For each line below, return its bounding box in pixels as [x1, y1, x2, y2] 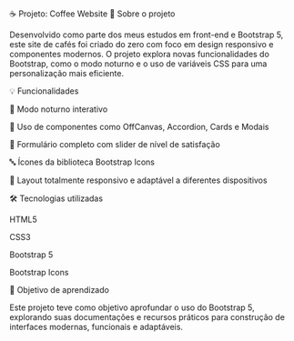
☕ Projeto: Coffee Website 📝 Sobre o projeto [9, 8, 176, 19]
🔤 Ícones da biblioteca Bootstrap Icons [9, 156, 155, 167]
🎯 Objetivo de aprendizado [9, 285, 109, 295]
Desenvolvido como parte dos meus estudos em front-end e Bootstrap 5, [9, 29, 284, 40]
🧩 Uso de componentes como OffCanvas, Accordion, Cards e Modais [9, 122, 269, 132]
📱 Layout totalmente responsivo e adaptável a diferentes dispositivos [9, 175, 268, 186]
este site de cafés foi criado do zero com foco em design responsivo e [9, 39, 274, 49]
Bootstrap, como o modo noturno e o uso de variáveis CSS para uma [9, 58, 268, 69]
